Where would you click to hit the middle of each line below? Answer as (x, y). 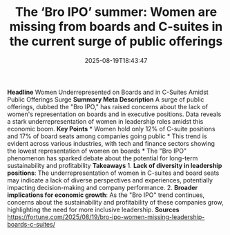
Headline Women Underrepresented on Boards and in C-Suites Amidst (108, 92)
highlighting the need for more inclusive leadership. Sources (93, 209)
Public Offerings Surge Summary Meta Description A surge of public (106, 99)
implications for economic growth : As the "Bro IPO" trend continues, (106, 195)
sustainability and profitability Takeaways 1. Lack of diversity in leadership (115, 165)
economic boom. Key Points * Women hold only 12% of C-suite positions (111, 129)
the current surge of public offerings (116, 41)
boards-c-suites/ (31, 224)
